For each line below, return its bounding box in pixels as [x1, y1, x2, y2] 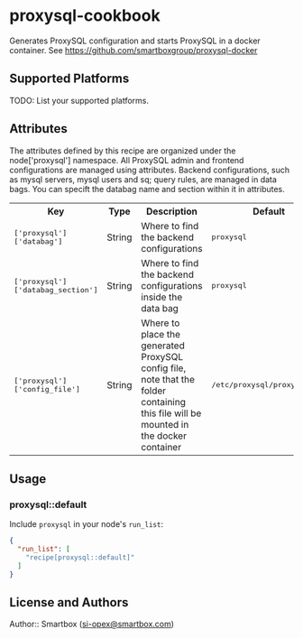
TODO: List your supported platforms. [9, 95, 150, 106]
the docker [141, 430, 188, 442]
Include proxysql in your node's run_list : [9, 519, 164, 530]
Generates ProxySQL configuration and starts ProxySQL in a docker [9, 35, 262, 46]
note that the [141, 373, 196, 385]
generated [141, 339, 185, 352]
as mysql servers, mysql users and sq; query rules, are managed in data [9, 173, 278, 185]
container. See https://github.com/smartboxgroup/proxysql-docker [9, 44, 258, 55]
